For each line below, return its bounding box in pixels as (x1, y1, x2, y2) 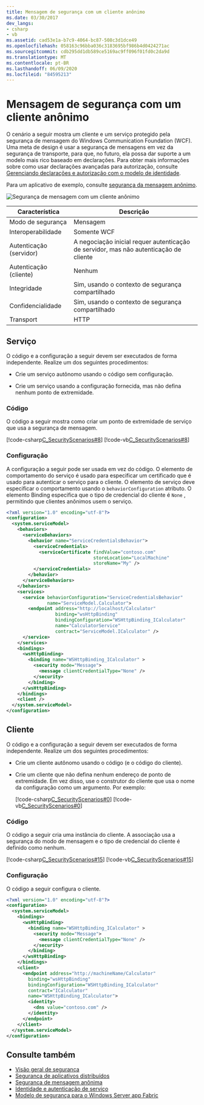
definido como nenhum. (6, 844, 66, 851)
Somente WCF (73, 228, 115, 236)
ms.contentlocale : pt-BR (6, 60, 69, 66)
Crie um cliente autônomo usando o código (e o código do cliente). (15, 759, 183, 766)
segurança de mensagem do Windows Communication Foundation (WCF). (6, 137, 192, 144)
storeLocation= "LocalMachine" (93, 555, 170, 561)
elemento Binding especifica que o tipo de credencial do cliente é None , (6, 491, 186, 499)
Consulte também (6, 1050, 76, 1060)
